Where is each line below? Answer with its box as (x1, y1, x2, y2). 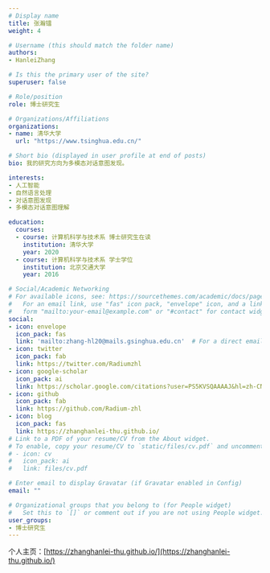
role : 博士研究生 (8, 100, 60, 109)
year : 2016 (22, 270, 59, 278)
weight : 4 (8, 27, 42, 35)
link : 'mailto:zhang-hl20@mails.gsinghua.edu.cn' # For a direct (15, 337, 243, 346)
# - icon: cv (8, 450, 52, 458)
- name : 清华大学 (8, 130, 62, 138)
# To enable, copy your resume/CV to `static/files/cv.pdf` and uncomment (8, 442, 264, 451)
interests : (8, 174, 45, 182)
